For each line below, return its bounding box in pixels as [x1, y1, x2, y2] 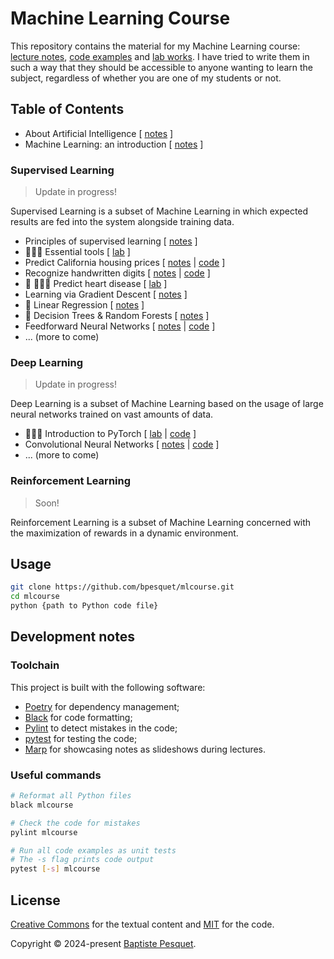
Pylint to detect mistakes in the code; [24, 722, 178, 734]
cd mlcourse [10, 592, 60, 602]
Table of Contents [10, 101, 125, 118]
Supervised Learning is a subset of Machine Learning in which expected [10, 205, 309, 217]
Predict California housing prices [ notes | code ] [24, 257, 226, 269]
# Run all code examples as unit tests [10, 845, 177, 856]
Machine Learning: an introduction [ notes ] [24, 138, 204, 150]
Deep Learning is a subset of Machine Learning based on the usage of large [10, 398, 324, 410]
